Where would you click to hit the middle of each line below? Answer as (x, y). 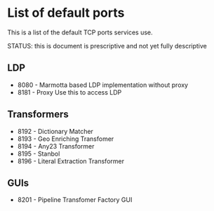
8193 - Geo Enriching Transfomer (66, 139)
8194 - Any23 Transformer (56, 146)
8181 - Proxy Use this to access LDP (69, 92)
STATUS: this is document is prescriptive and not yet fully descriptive (107, 46)
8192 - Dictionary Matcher (55, 131)
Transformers (38, 115)
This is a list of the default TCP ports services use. (80, 32)
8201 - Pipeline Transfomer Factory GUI (75, 200)
